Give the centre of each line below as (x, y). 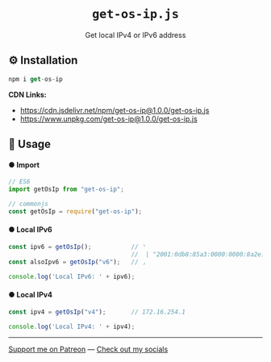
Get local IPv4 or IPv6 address (135, 35)
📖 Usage (29, 144)
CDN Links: (27, 95)
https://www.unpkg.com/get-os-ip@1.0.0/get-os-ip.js (108, 119)
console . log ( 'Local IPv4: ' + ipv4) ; (72, 326)
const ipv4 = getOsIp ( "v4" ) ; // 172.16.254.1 (97, 312)
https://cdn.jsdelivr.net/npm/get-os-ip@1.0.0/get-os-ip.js (115, 110)
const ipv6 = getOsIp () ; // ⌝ (77, 246)
